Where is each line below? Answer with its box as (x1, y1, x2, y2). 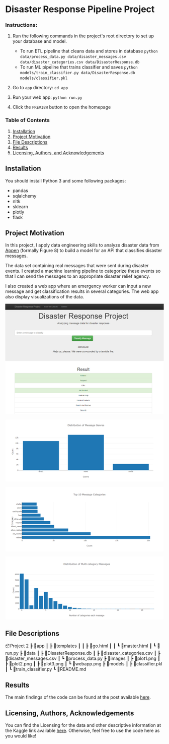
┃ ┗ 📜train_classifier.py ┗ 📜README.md (5, 666, 87, 672)
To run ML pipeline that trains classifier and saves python (20, 64, 138, 70)
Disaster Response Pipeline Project (5, 4, 155, 15)
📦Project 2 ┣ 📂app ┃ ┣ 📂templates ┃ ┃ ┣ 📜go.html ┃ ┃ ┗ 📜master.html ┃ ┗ (5, 643, 156, 649)
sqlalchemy (12, 193, 37, 199)
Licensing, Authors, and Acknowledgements (12, 150, 105, 156)
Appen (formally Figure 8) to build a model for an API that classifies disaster (5, 247, 162, 254)
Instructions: (5, 22, 38, 29)
